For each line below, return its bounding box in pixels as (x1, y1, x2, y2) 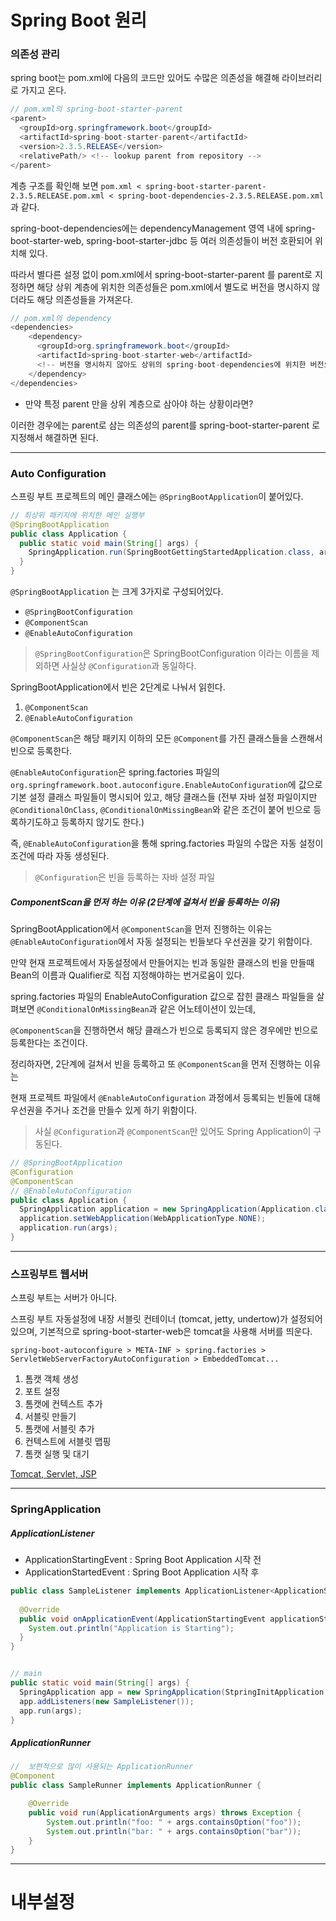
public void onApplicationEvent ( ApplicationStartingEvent (19, 1614, 267, 1624)
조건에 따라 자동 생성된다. (10, 850, 110, 862)
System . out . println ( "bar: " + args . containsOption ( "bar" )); (46, 1826, 302, 1836)
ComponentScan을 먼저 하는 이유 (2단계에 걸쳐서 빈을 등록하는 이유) (10, 896, 281, 908)
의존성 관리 (10, 47, 61, 61)
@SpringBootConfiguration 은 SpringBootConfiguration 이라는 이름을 (34, 647, 310, 660)
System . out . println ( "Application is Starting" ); (28, 1623, 235, 1633)
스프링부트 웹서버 (10, 1267, 89, 1281)
